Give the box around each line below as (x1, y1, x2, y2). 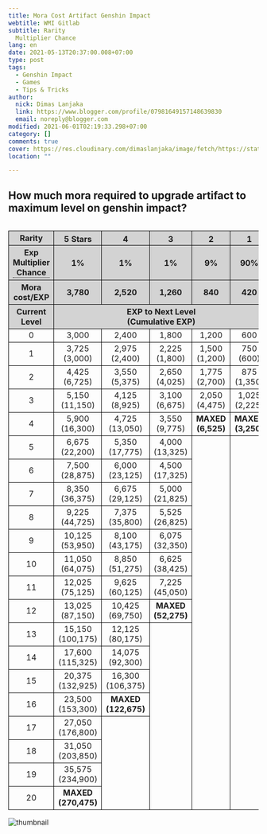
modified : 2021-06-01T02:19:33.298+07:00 (8, 123, 148, 131)
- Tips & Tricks (15, 85, 69, 94)
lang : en (8, 41, 37, 49)
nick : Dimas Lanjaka (15, 100, 83, 108)
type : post (8, 57, 44, 64)
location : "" (8, 152, 52, 160)
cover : (8, 145, 30, 153)
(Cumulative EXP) (126, 316, 196, 327)
